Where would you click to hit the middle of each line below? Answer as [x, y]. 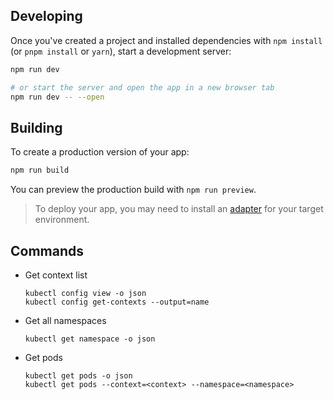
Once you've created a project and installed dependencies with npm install [166, 40]
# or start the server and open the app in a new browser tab [142, 87]
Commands [47, 250]
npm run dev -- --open [57, 97]
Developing [46, 16]
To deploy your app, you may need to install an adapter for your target [179, 209]
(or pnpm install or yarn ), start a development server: [121, 51]
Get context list [56, 275]
